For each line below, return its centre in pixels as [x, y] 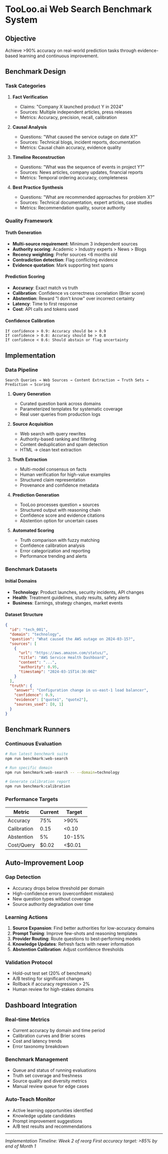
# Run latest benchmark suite [37, 754]
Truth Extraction [30, 459]
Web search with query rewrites [53, 433]
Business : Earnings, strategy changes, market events [67, 603]
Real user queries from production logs [60, 414]
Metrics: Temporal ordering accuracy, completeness [74, 177]
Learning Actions [26, 917]
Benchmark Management [37, 1059]
